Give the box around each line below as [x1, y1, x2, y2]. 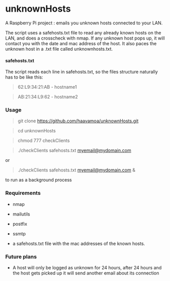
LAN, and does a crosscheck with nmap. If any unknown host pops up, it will [5, 35, 165, 41]
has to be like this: [5, 74, 43, 80]
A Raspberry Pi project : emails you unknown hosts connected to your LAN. [5, 20, 163, 26]
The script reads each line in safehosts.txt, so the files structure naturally [5, 69, 158, 75]
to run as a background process [5, 177, 72, 183]
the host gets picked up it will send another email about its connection [12, 270, 159, 276]
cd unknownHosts [17, 128, 56, 134]
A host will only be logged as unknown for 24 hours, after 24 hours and [12, 265, 162, 271]
